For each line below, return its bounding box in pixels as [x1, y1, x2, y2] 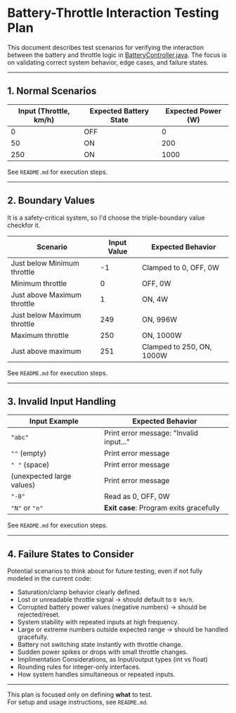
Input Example [29, 417, 79, 427]
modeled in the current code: [7, 574, 91, 583]
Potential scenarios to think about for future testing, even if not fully [7, 567, 203, 575]
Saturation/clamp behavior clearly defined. [17, 588, 142, 596]
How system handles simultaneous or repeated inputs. [17, 670, 176, 679]
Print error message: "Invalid [104, 428, 199, 438]
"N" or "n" [11, 503, 44, 513]
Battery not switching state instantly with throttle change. [17, 641, 183, 649]
